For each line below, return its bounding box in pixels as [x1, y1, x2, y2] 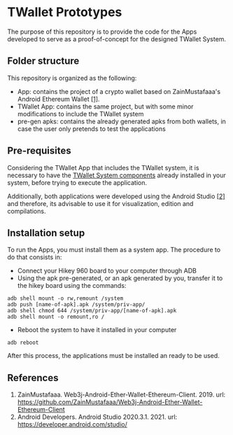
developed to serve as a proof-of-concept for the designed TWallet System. [7, 34, 226, 43]
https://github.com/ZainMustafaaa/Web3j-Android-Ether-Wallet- [17, 398, 203, 406]
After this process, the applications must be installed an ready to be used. [7, 352, 220, 360]
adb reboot [7, 339, 39, 347]
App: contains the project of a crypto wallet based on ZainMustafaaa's [17, 87, 221, 95]
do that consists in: [7, 253, 62, 261]
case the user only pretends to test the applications [17, 124, 166, 133]
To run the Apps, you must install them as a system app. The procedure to [7, 246, 221, 254]
